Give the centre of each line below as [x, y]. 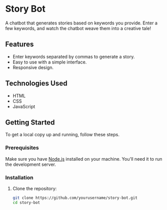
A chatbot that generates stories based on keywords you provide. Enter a [81, 23]
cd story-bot [26, 202]
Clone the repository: [35, 188]
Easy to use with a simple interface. [50, 62]
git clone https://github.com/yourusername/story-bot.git [75, 198]
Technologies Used [36, 84]
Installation [19, 177]
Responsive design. [33, 67]
